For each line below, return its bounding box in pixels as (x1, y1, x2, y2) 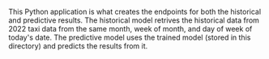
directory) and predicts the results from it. (8, 41, 148, 51)
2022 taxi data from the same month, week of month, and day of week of (8, 24, 253, 33)
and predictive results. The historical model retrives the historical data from (8, 15, 259, 25)
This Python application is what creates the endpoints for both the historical (8, 7, 262, 16)
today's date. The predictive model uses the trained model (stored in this (8, 32, 251, 42)
